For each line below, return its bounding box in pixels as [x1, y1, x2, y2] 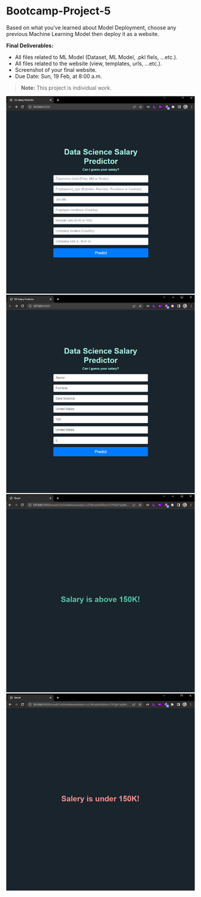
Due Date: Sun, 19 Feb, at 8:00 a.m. [14, 72, 102, 80]
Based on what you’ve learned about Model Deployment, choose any [6, 24, 176, 31]
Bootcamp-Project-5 [6, 4, 111, 18]
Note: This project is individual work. [20, 84, 112, 91]
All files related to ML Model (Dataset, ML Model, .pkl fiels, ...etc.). [14, 53, 178, 60]
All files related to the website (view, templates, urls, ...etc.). [14, 60, 162, 67]
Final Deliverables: [6, 42, 54, 49]
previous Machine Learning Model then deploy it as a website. [6, 30, 160, 37]
